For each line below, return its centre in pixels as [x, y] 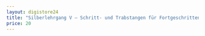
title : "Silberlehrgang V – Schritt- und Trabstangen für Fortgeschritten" [105, 18]
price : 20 [19, 23]
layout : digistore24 [33, 12]
